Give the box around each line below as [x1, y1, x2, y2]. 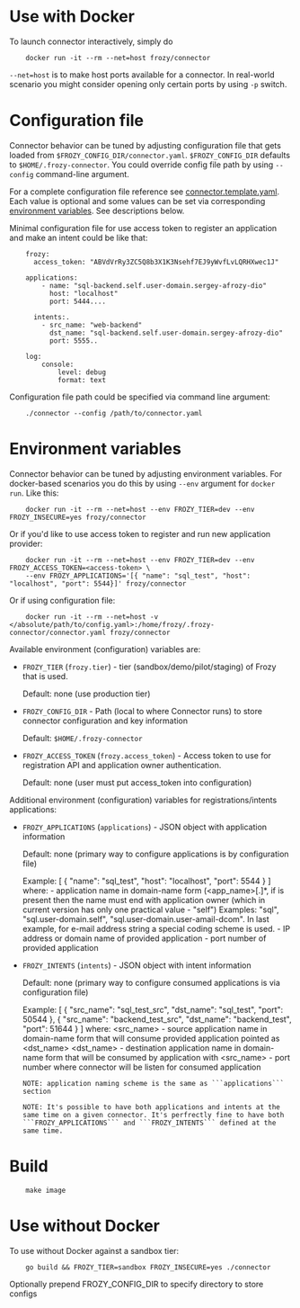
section [22, 1087, 51, 1096]
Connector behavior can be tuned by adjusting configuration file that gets [9, 139, 281, 150]
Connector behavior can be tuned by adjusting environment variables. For [9, 468, 283, 479]
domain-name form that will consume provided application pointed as [22, 1033, 280, 1044]
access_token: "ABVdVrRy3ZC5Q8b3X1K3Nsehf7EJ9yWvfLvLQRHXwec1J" [32, 257, 279, 266]
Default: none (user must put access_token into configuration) [22, 776, 252, 788]
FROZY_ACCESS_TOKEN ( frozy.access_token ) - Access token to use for [22, 749, 272, 761]
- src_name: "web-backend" [41, 320, 143, 329]
